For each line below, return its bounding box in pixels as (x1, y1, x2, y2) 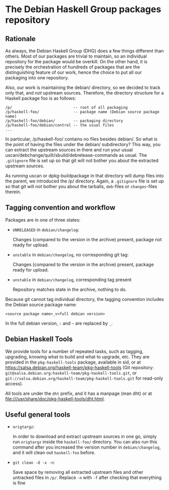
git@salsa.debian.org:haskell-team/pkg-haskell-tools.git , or (5, 370, 137, 376)
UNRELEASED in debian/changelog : (12, 227, 79, 233)
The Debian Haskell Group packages (5, 4, 161, 15)
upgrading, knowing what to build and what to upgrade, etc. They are (5, 353, 150, 360)
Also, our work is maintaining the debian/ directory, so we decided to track (5, 84, 161, 91)
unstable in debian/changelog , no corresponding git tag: (12, 251, 129, 257)
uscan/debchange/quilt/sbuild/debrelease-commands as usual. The (5, 152, 147, 158)
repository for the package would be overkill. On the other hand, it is (5, 59, 148, 64)
